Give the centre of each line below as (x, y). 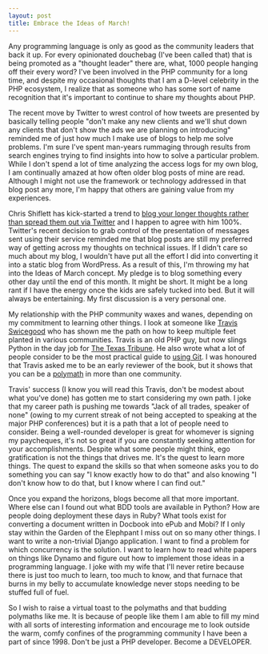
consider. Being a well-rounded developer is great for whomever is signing (131, 432)
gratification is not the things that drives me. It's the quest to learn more (127, 457)
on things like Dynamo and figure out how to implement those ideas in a (126, 558)
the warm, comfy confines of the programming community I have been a (128, 633)
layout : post (30, 16)
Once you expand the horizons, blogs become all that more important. (124, 499)
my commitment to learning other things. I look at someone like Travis (123, 322)
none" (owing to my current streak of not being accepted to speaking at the (133, 414)
